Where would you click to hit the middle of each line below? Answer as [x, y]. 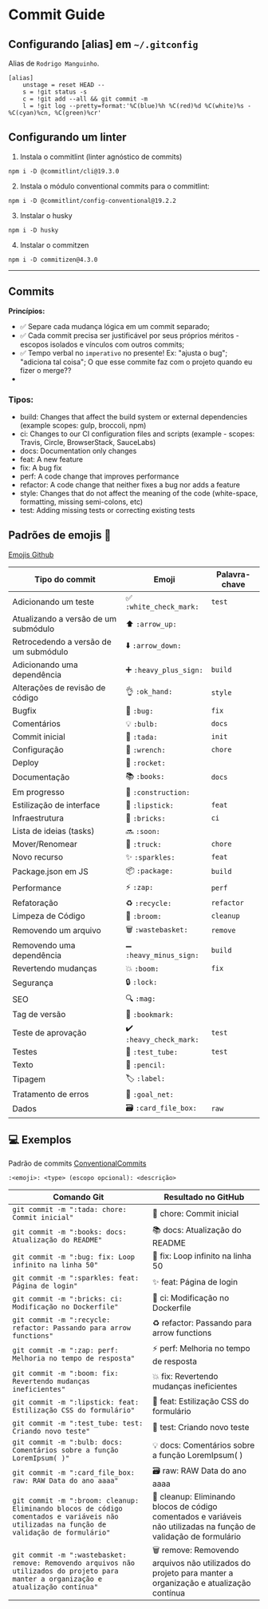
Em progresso [39, 792]
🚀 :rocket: [146, 762]
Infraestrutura [38, 818]
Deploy [26, 762]
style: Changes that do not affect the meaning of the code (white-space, [139, 493]
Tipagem [29, 1079]
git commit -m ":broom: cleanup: [76, 1500]
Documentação [41, 777]
